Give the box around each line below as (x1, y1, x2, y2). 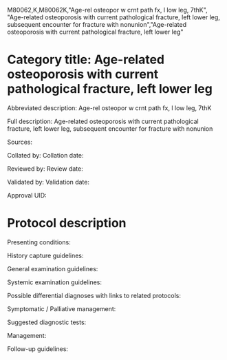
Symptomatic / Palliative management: (7, 304, 116, 313)
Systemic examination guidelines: (7, 278, 102, 286)
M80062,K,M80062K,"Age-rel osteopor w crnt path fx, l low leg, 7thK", (7, 6, 208, 14)
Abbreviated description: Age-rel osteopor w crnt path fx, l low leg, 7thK (7, 103, 212, 112)
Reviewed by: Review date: (7, 165, 84, 173)
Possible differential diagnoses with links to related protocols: (7, 291, 181, 299)
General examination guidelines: (7, 264, 98, 273)
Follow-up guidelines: (7, 344, 69, 353)
